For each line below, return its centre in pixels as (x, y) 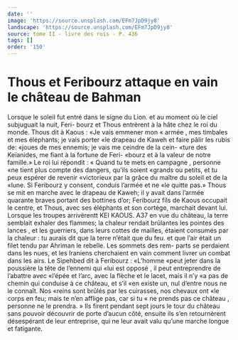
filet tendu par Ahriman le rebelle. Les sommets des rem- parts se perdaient (118, 245)
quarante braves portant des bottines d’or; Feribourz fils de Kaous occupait (117, 200)
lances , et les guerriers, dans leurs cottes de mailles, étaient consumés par (118, 230)
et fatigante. (25, 329)
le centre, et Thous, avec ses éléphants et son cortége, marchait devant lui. (118, 208)
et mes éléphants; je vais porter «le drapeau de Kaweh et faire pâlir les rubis (119, 139)
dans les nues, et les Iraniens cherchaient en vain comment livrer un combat (119, 253)
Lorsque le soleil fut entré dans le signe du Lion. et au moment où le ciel (113, 117)
